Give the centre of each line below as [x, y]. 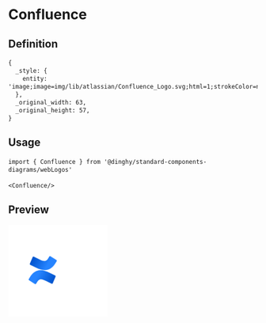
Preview [29, 210]
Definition [33, 44]
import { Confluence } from [55, 161]
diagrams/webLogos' [40, 169]
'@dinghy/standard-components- [156, 161]
